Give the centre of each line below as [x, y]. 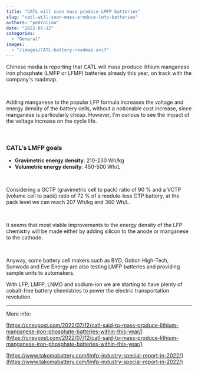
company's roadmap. [32, 79]
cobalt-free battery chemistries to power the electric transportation [88, 291]
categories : [21, 34]
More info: [19, 314]
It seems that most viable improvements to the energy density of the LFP [94, 225]
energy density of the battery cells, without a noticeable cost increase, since [99, 108]
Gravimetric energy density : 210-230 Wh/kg [69, 160]
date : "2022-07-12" [30, 28]
